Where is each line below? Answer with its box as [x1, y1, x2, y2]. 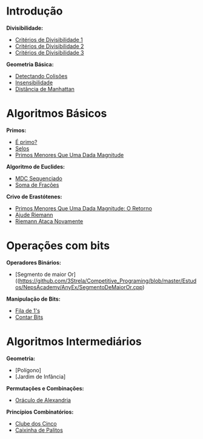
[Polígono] [15, 366, 41, 374]
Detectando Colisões [15, 72, 68, 79]
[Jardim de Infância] [15, 373, 66, 380]
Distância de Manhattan [15, 85, 75, 92]
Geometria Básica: [6, 61, 54, 68]
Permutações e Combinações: [6, 384, 84, 392]
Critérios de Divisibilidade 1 [15, 36, 83, 43]
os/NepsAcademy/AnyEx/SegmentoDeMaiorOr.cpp [15, 283, 143, 290]
